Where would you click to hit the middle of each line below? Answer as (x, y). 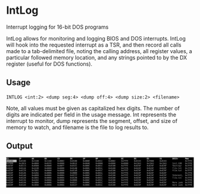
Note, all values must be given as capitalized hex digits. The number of (93, 108)
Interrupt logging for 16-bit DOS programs (57, 27)
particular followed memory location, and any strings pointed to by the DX (97, 57)
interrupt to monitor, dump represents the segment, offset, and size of (92, 121)
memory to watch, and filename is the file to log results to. (77, 127)
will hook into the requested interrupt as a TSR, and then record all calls (94, 45)
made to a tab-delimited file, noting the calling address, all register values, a (99, 51)
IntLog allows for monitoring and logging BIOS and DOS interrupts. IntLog (96, 38)
